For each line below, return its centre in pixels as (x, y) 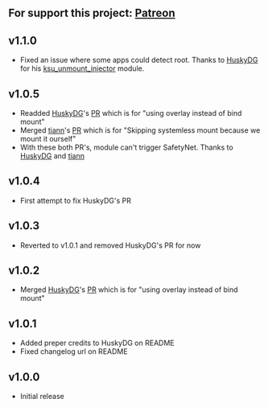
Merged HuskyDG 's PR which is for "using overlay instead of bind (129, 290)
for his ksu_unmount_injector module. (82, 68)
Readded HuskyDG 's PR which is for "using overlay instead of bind (131, 113)
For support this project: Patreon (92, 13)
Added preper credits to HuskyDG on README (97, 343)
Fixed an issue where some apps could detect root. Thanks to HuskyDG (139, 60)
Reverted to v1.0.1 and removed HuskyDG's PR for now (110, 245)
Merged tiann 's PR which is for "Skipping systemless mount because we (140, 130)
